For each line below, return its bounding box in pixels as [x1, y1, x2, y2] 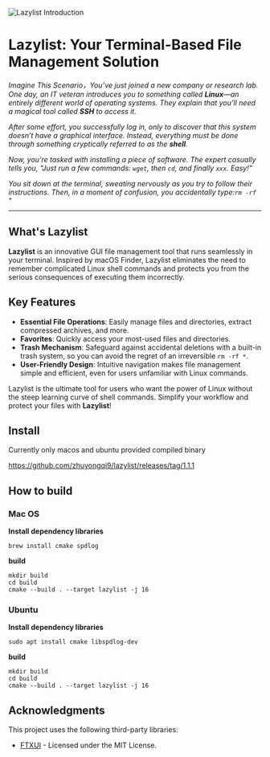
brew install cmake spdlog [8, 542, 99, 550]
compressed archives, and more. [19, 325, 129, 335]
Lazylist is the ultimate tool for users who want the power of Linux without [8, 383, 253, 393]
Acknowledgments [8, 703, 106, 717]
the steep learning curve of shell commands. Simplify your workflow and [8, 392, 249, 402]
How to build [8, 484, 73, 497]
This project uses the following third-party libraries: [8, 725, 178, 734]
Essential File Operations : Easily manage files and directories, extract [19, 317, 252, 326]
